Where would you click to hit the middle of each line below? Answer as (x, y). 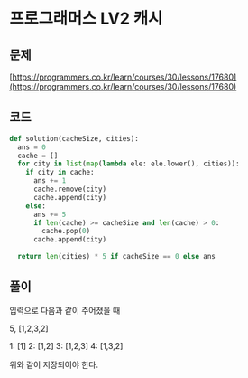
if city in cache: (60, 173)
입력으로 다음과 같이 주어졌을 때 (65, 310)
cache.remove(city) (69, 189)
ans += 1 (50, 181)
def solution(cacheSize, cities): (74, 138)
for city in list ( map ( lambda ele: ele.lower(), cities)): (129, 164)
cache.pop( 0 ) (66, 232)
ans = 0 (32, 147)
